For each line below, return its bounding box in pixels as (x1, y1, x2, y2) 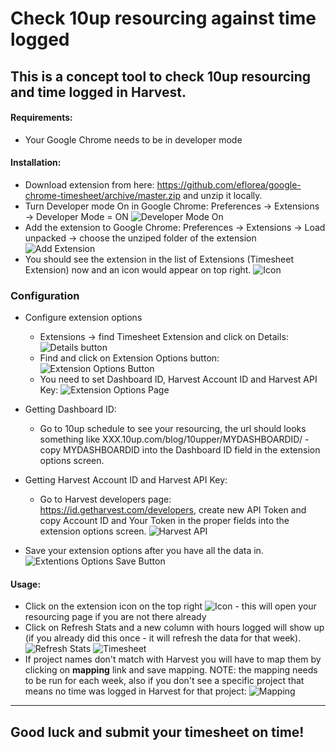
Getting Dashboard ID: (24, 403, 117, 416)
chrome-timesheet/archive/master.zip (24, 189, 181, 201)
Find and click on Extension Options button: (39, 352, 220, 364)
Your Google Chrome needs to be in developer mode (24, 133, 243, 146)
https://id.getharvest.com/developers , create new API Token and (39, 504, 307, 516)
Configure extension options (24, 312, 143, 324)
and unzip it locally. (182, 189, 263, 201)
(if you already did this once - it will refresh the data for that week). (24, 632, 302, 644)
